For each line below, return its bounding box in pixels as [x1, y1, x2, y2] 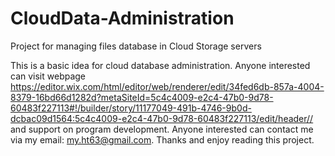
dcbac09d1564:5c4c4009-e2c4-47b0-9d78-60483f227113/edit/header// [10, 112, 314, 124]
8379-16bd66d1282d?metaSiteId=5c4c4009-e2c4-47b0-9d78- [10, 91, 274, 103]
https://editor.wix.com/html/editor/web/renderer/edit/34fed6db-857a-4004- [10, 80, 325, 92]
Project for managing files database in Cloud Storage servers [10, 40, 262, 52]
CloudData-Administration [10, 7, 235, 30]
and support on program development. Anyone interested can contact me [10, 123, 314, 135]
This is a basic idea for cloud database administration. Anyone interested [10, 59, 311, 71]
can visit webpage [10, 70, 87, 82]
